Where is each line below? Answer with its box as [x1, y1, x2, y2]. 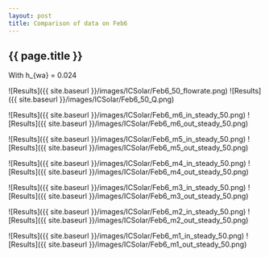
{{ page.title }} [8, 49, 83, 63]
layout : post [8, 11, 52, 20]
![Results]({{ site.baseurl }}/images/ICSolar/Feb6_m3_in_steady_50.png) [8, 183, 246, 193]
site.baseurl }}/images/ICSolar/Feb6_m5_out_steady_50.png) [48, 143, 249, 153]
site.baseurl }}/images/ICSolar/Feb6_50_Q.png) [19, 94, 175, 105]
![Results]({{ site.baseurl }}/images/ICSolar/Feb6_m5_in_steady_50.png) [8, 135, 246, 144]
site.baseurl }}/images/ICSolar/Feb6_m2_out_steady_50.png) [48, 215, 249, 226]
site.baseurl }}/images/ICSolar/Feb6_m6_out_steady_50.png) [48, 118, 249, 129]
